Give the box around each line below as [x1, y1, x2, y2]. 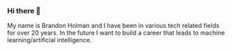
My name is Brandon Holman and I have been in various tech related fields [7, 22, 220, 30]
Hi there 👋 [7, 6, 42, 16]
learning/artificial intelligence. [7, 36, 92, 44]
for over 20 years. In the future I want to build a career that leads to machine [7, 29, 225, 37]
